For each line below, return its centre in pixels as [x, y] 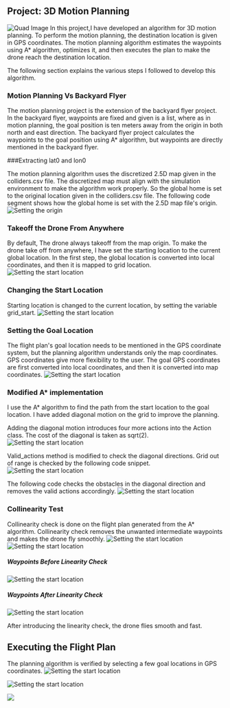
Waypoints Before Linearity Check [57, 562]
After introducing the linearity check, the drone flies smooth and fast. [105, 625]
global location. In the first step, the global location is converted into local [111, 258]
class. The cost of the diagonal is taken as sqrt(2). [78, 436]
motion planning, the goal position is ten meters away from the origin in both [115, 125]
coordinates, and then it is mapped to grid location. [79, 265]
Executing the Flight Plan [61, 647]
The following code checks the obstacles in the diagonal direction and [106, 484]
